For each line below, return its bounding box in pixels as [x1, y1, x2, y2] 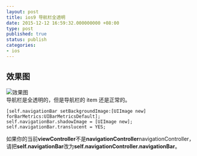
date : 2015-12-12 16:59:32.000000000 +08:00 [6, 20, 120, 26]
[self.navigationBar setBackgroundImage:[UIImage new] [6, 108, 147, 114]
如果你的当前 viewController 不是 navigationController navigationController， [6, 135, 195, 142]
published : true [6, 31, 47, 37]
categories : [6, 43, 36, 49]
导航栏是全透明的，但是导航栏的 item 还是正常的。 [6, 96, 131, 103]
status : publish [6, 37, 47, 43]
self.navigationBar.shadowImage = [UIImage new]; [6, 118, 133, 125]
